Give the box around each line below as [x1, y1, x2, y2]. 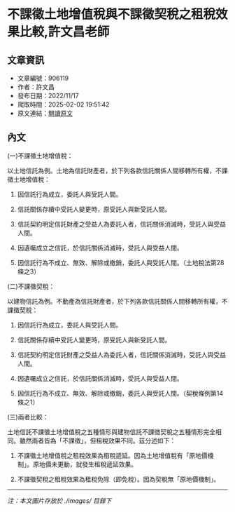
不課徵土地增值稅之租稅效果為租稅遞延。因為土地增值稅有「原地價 [17, 451, 208, 459]
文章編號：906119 [17, 74, 69, 82]
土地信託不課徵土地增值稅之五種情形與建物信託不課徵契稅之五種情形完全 [7, 427, 215, 436]
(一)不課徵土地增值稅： [7, 151, 73, 160]
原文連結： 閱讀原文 [17, 109, 73, 117]
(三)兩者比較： [7, 412, 49, 421]
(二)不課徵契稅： [7, 282, 55, 290]
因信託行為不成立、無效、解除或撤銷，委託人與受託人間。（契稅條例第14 [17, 389, 224, 397]
